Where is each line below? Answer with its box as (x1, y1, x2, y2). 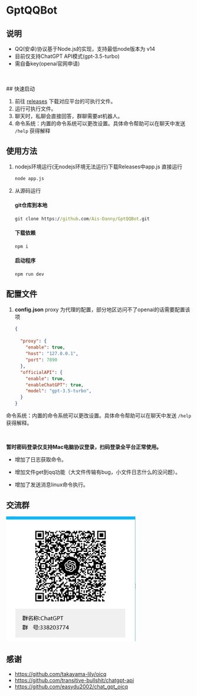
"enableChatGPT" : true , (25, 382, 84, 388)
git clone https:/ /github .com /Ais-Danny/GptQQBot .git (14, 216, 150, 222)
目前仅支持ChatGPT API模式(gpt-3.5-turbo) (14, 53, 120, 60)
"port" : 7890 (25, 357, 58, 363)
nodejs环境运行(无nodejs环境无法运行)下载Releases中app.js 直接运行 (14, 163, 183, 170)
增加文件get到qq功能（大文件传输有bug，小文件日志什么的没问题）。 (14, 469, 181, 476)
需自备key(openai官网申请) (14, 60, 80, 67)
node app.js (14, 175, 44, 181)
